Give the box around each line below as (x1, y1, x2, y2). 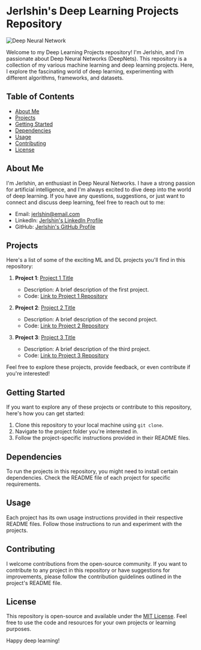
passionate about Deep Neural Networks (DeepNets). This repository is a (6, 55, 187, 62)
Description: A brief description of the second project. (23, 316, 158, 323)
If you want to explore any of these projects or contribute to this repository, (6, 403, 192, 410)
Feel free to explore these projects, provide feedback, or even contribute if (6, 364, 191, 371)
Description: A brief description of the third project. (23, 345, 151, 353)
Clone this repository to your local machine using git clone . (14, 421, 164, 429)
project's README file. (6, 579, 62, 586)
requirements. (6, 480, 41, 487)
